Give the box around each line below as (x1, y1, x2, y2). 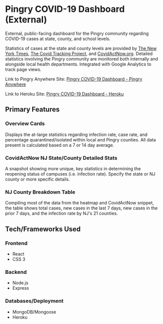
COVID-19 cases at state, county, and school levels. (5, 36, 110, 42)
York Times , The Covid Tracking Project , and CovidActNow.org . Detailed (5, 51, 153, 57)
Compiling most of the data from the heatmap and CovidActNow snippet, (5, 200, 154, 206)
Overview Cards (5, 120, 45, 127)
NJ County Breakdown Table (5, 189, 75, 195)
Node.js (12, 280, 29, 286)
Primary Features (5, 105, 60, 114)
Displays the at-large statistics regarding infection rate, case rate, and (5, 131, 148, 137)
